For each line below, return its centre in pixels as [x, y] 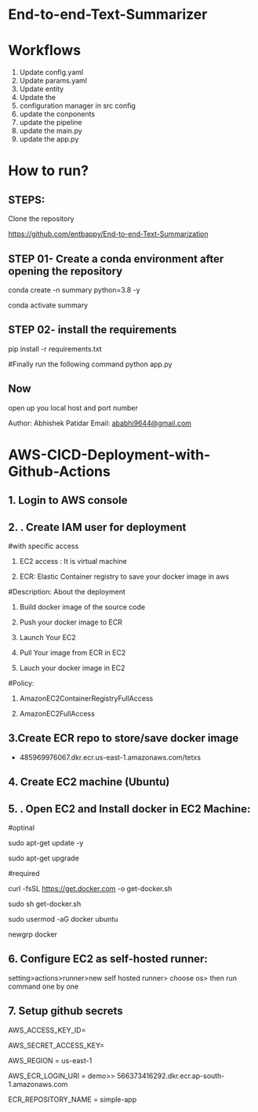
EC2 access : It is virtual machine [73, 561]
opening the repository [65, 271]
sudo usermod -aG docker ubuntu [63, 919]
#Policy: [21, 683]
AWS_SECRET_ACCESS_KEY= [56, 1045]
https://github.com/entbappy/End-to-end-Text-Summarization [109, 234]
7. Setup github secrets [65, 1011]
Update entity [42, 89]
